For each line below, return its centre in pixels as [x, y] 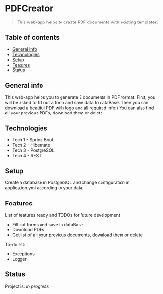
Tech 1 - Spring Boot [33, 140]
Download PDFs [28, 230]
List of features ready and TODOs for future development [63, 215]
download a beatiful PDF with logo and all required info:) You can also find [80, 108]
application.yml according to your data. [44, 188]
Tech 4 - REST [27, 156]
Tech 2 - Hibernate [31, 145]
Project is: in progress [27, 286]
